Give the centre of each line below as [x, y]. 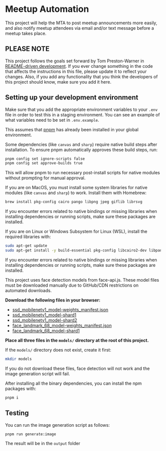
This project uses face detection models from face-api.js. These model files [82, 280]
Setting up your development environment [72, 98]
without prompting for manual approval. [45, 178]
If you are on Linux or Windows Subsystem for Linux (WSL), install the [76, 232]
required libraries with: [28, 237]
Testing [17, 413]
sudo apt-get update [26, 246]
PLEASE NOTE [27, 49]
